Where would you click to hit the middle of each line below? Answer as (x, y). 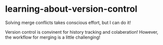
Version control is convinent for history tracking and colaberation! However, (82, 32)
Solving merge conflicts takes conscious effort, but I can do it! (68, 22)
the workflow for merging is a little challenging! (53, 37)
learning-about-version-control (71, 9)
